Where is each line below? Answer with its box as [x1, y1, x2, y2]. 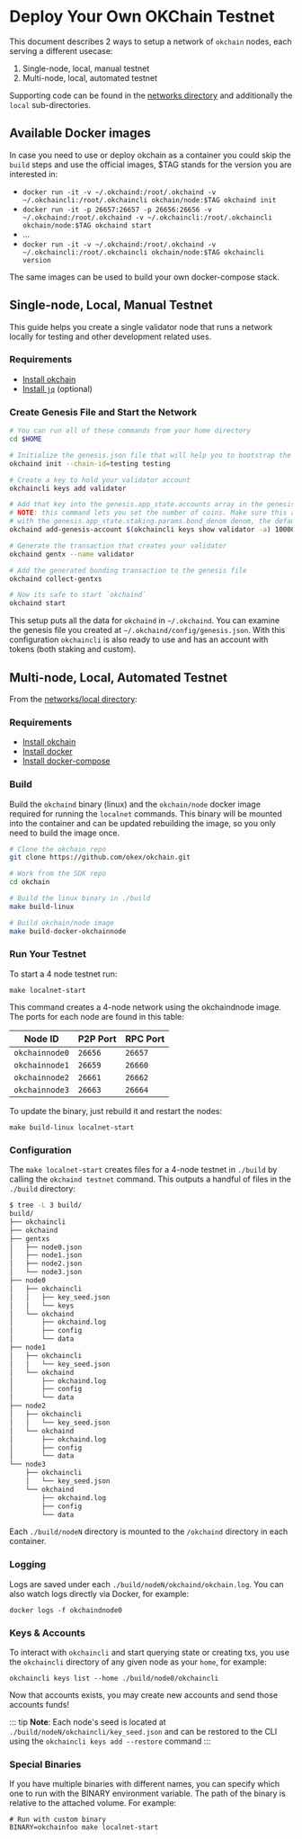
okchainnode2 [13, 1072, 70, 1083]
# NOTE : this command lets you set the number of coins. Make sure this [9, 508, 288, 518]
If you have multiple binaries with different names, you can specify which [9, 1779, 280, 1790]
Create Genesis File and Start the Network [9, 406, 198, 418]
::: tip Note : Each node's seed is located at [9, 1717, 166, 1727]
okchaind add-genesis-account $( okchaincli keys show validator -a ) [9, 525, 271, 534]
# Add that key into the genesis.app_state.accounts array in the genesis [9, 500, 296, 509]
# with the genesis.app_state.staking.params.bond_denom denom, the [9, 517, 271, 526]
